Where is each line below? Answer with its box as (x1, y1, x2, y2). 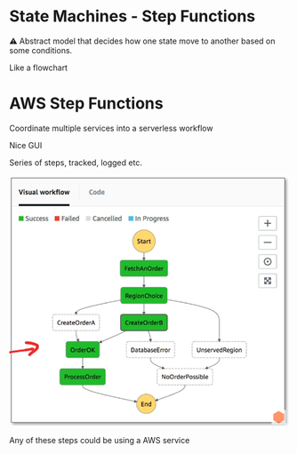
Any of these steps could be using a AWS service (9, 435, 190, 446)
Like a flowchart (9, 62, 68, 73)
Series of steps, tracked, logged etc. (9, 157, 142, 168)
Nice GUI (9, 139, 43, 150)
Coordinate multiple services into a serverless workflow (9, 123, 213, 133)
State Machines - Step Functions (9, 6, 256, 27)
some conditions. (9, 44, 73, 55)
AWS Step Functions (9, 93, 164, 114)
